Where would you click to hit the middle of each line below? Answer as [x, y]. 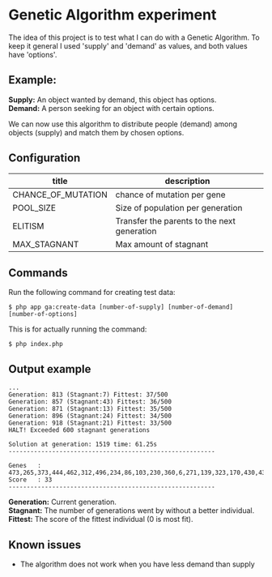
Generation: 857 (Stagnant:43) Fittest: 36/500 [90, 402]
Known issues [45, 545]
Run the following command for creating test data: [92, 293]
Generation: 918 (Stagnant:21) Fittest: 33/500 [90, 423]
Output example [50, 369]
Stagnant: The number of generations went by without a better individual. [132, 511]
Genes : [25, 466]
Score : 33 [30, 480]
